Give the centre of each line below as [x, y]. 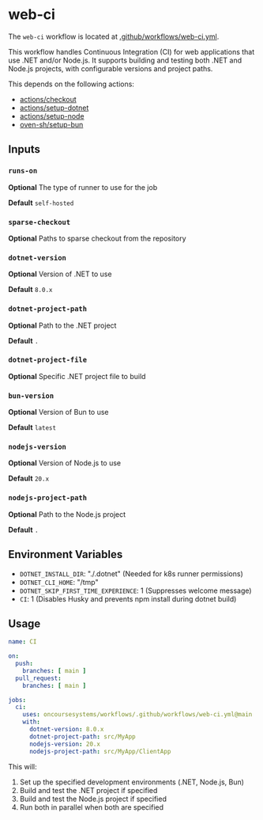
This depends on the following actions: [71, 84]
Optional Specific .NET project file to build [77, 376]
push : [24, 664]
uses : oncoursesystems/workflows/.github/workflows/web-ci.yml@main [137, 715]
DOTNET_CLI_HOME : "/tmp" [59, 582]
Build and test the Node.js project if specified [93, 799]
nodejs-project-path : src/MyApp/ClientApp [100, 751]
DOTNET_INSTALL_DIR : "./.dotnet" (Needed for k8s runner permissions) [131, 573]
